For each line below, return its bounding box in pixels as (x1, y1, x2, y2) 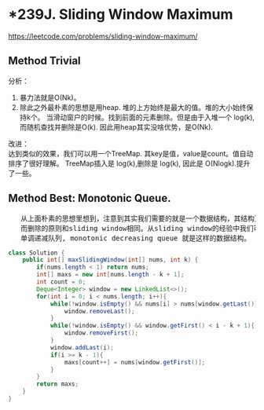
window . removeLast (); (64, 307, 135, 315)
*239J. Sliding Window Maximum (8, 5, 233, 24)
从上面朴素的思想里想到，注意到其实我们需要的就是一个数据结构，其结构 (20, 214, 255, 223)
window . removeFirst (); (64, 329, 139, 337)
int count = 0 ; (36, 278, 86, 286)
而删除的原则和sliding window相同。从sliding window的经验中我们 (20, 224, 254, 232)
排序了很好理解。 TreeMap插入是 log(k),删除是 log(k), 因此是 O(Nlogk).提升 (8, 159, 251, 168)
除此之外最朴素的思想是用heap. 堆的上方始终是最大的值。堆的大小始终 (19, 102, 247, 112)
